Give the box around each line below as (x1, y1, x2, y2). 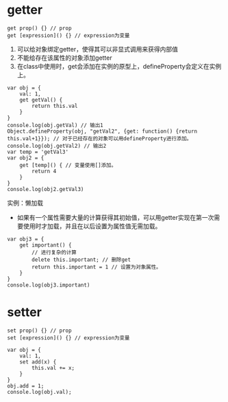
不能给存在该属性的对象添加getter (16, 54, 113, 62)
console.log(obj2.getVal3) (7, 186, 84, 192)
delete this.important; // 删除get (31, 256, 131, 263)
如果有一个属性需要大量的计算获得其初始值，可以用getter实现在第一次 (16, 213, 214, 221)
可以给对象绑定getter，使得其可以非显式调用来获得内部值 (16, 45, 178, 53)
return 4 (31, 168, 57, 175)
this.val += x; (31, 364, 75, 371)
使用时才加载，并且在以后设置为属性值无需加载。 (23, 222, 162, 230)
